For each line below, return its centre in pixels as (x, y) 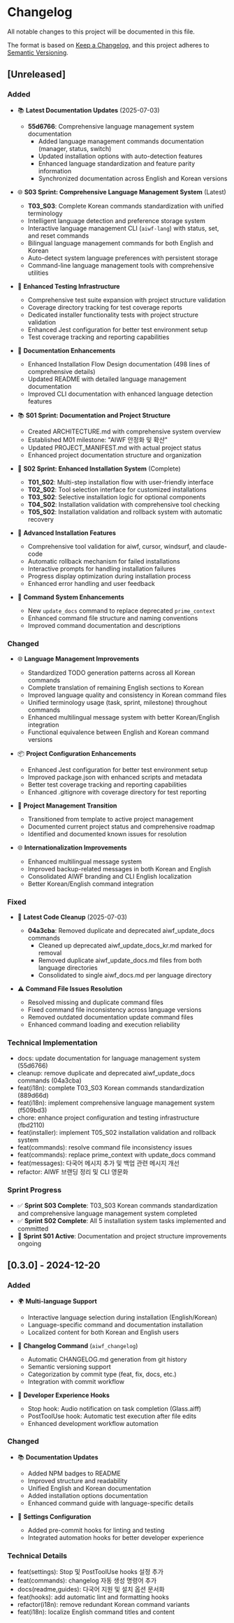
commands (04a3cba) (49, 1080)
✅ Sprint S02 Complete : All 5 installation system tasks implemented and (122, 1220)
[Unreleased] (37, 74)
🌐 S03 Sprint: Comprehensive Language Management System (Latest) (122, 192)
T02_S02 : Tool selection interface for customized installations (117, 489)
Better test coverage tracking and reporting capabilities (107, 785)
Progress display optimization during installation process (109, 576)
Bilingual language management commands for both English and (120, 243)
